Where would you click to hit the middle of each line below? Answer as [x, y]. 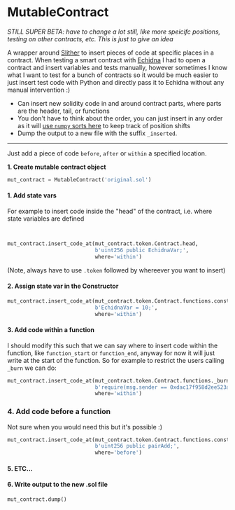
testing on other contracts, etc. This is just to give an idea [90, 39]
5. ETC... [20, 468]
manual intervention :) [39, 90]
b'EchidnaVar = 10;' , [126, 308]
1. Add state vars [32, 195]
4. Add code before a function [59, 412]
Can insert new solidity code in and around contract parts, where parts [119, 103]
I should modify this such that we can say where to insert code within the [113, 345]
